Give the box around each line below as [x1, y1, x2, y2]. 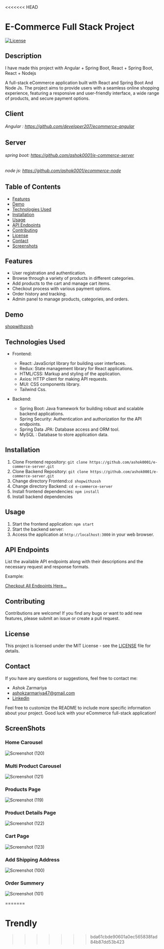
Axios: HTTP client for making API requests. [19, 376, 108, 382]
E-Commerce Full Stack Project [5, 22, 135, 32]
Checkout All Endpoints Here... [5, 583, 67, 589]
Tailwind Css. [19, 386, 47, 392]
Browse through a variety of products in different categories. [12, 275, 135, 281]
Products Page [5, 786, 41, 793]
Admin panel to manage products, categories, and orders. [12, 296, 129, 302]
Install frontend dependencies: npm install [12, 488, 99, 494]
